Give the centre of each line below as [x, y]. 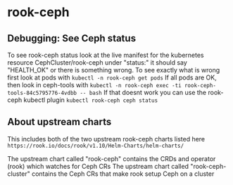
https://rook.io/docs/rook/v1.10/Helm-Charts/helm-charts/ [96, 146]
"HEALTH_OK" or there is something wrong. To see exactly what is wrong [114, 70]
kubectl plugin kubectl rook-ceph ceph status [91, 100]
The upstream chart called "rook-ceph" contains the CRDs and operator [112, 158]
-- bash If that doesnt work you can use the [143, 92]
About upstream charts [59, 122]
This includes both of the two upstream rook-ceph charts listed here [106, 139]
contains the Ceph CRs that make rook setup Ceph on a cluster [123, 174]
